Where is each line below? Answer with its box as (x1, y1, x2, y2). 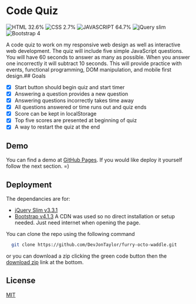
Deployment (6, 180, 52, 190)
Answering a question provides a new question (14, 90, 129, 97)
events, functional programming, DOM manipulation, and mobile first (6, 66, 172, 73)
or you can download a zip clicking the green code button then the (6, 252, 167, 259)
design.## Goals (6, 72, 46, 79)
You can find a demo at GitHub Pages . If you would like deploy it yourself (6, 157, 183, 164)
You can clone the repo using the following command (6, 231, 135, 237)
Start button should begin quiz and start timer (14, 83, 125, 90)
